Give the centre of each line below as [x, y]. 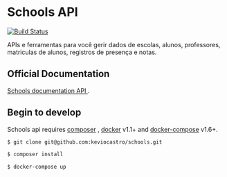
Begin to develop [44, 113]
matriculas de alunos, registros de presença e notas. [82, 52]
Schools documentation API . [48, 90]
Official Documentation [58, 74]
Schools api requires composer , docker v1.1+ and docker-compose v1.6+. [112, 129]
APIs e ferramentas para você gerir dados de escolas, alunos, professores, [114, 44]
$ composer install [35, 154]
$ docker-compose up [37, 167]
